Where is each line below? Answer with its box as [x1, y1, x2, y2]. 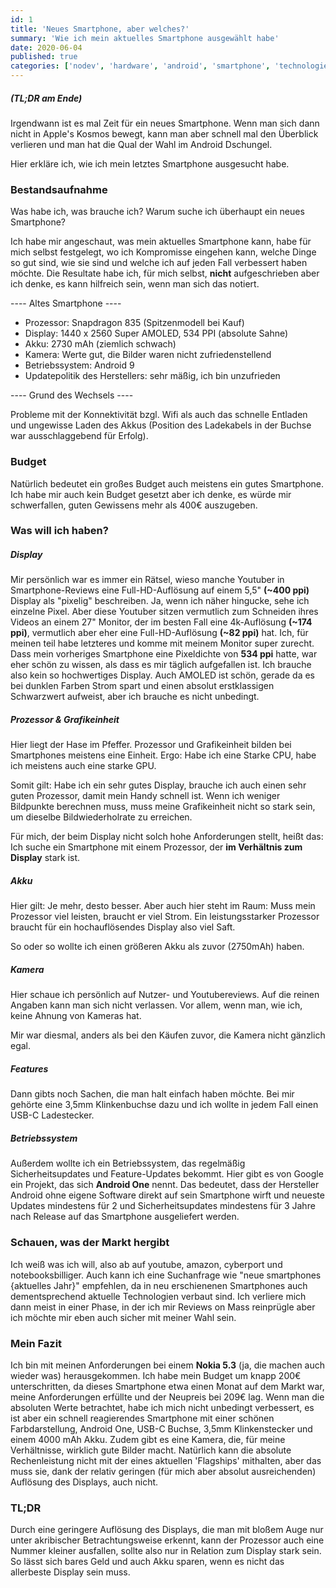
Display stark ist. [10, 852, 81, 864]
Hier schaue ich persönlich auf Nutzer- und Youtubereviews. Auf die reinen [10, 989, 320, 1001]
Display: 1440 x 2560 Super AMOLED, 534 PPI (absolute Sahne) [24, 327, 289, 340]
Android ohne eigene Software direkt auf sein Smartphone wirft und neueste [10, 1189, 325, 1201]
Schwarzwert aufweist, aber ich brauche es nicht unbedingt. [10, 691, 260, 703]
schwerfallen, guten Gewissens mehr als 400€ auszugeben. [10, 499, 258, 511]
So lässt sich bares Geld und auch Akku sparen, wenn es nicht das [10, 1556, 285, 1568]
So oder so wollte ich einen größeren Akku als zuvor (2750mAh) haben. [10, 941, 305, 953]
